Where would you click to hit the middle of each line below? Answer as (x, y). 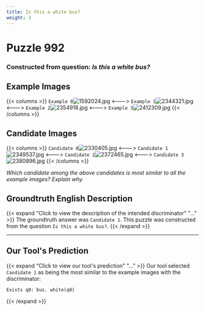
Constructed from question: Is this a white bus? (78, 66)
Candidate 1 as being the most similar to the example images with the (94, 272)
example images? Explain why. (45, 179)
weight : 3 (19, 18)
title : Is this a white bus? (43, 12)
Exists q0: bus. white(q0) (41, 290)
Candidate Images (42, 133)
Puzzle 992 (36, 48)
